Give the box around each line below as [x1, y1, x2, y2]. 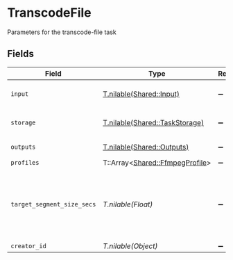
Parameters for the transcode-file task [7, 28, 116, 36]
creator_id [10, 242, 46, 250]
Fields [7, 48, 35, 60]
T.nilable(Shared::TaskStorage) [103, 117, 205, 127]
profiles [10, 159, 40, 166]
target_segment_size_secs [10, 200, 96, 208]
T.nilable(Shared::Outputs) [103, 142, 189, 152]
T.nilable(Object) [103, 241, 158, 251]
